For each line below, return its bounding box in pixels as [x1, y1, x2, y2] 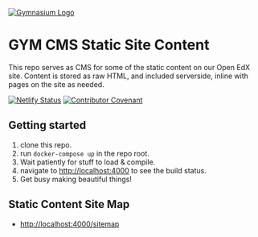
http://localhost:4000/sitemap [19, 218, 120, 229]
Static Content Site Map [8, 197, 130, 211]
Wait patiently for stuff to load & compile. [19, 157, 156, 167]
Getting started [8, 118, 87, 132]
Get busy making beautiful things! [19, 174, 133, 184]
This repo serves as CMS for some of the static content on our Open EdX [8, 62, 251, 72]
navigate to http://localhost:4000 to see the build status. [19, 165, 207, 175]
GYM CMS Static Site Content [8, 36, 210, 54]
